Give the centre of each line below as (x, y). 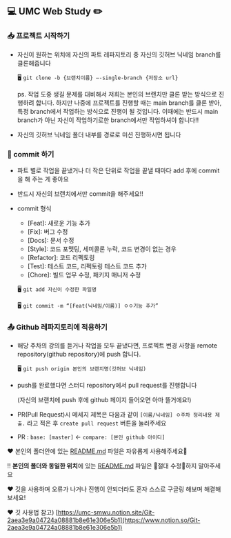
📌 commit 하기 (31, 154)
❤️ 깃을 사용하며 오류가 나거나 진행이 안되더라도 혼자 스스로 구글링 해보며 (105, 489)
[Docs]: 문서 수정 (51, 240)
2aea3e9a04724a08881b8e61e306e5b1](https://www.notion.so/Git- (104, 520)
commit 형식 (34, 208)
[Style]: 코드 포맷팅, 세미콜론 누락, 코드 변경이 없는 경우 (102, 249)
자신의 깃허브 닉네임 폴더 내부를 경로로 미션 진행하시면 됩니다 (99, 134)
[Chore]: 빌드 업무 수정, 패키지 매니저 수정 (84, 275)
